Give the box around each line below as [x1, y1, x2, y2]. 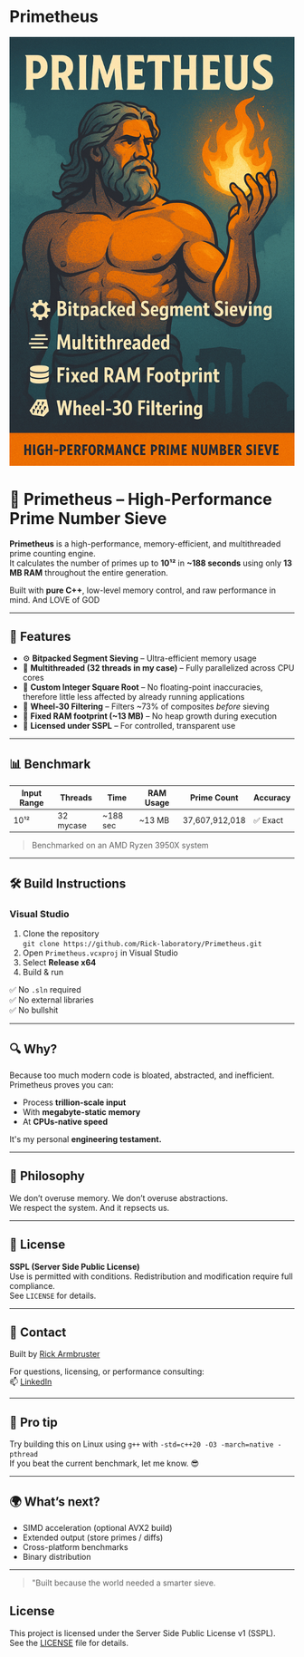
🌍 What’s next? [9, 1494, 101, 1509]
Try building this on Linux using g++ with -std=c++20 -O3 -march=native [9, 1439, 274, 1449]
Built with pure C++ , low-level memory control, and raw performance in [9, 585, 276, 596]
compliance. [9, 1280, 56, 1291]
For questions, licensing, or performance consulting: [9, 1366, 205, 1377]
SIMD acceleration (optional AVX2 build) [22, 1523, 173, 1534]
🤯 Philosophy [9, 1168, 85, 1184]
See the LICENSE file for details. [9, 1637, 129, 1648]
